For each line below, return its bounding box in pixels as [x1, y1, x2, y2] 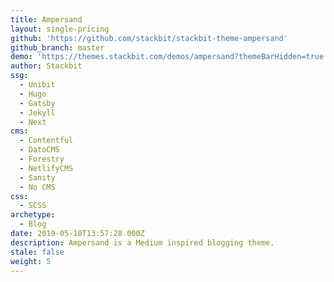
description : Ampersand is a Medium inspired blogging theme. [10, 237, 275, 248]
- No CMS [19, 182, 56, 192]
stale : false [10, 247, 65, 257]
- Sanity [19, 172, 56, 183]
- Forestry [19, 154, 65, 164]
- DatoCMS [19, 145, 60, 155]
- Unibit [19, 80, 56, 90]
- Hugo [19, 89, 47, 99]
